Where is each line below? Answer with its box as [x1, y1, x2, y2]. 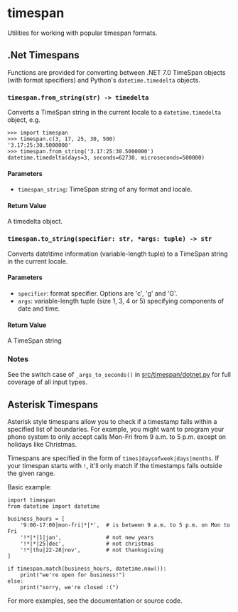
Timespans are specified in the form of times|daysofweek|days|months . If [7, 454, 220, 462]
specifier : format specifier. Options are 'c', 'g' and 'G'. [17, 289, 178, 297]
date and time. [17, 304, 60, 313]
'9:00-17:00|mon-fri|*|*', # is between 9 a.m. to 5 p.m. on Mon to [20, 522, 231, 529]
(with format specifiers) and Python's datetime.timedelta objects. [7, 76, 200, 84]
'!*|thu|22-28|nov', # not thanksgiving [20, 546, 163, 554]
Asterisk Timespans [7, 398, 99, 410]
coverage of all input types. [7, 378, 87, 386]
